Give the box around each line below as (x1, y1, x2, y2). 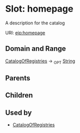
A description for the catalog (5, 20, 65, 26)
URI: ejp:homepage (5, 29, 46, 36)
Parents (5, 74, 30, 82)
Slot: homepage (5, 3, 73, 15)
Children (5, 91, 33, 99)
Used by (5, 108, 32, 117)
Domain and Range (5, 44, 66, 53)
